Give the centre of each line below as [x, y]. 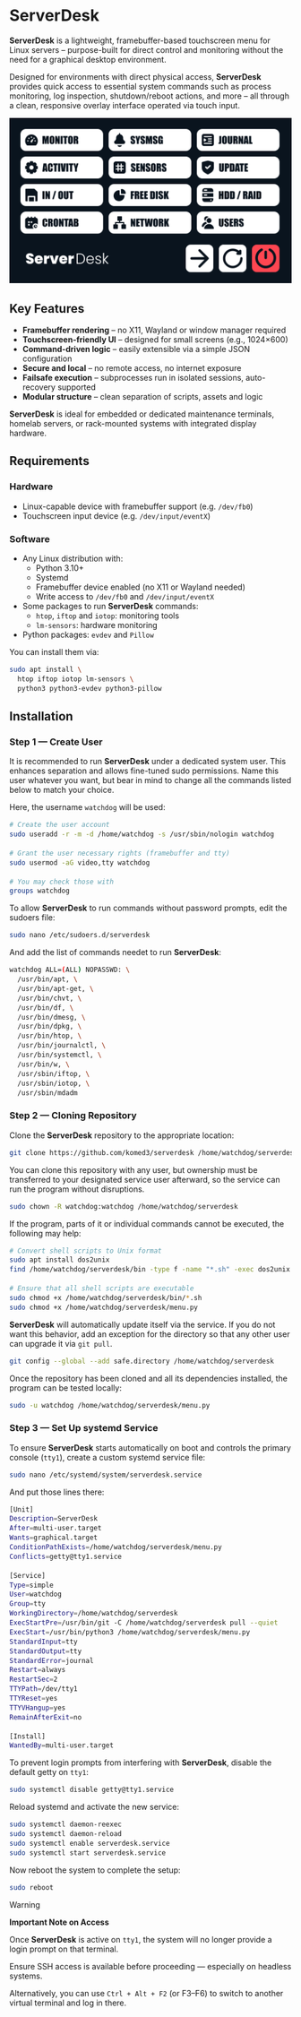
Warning [25, 1904]
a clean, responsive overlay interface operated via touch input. [125, 105]
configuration [47, 358]
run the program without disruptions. [77, 1189]
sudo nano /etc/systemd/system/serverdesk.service [106, 1475]
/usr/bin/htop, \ [50, 1036]
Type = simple [31, 1585]
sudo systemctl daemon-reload [66, 1834]
